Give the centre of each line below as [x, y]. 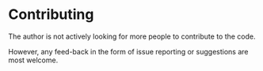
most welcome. [33, 60]
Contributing [51, 15]
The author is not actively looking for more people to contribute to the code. [132, 36]
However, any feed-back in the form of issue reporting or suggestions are [128, 51]
